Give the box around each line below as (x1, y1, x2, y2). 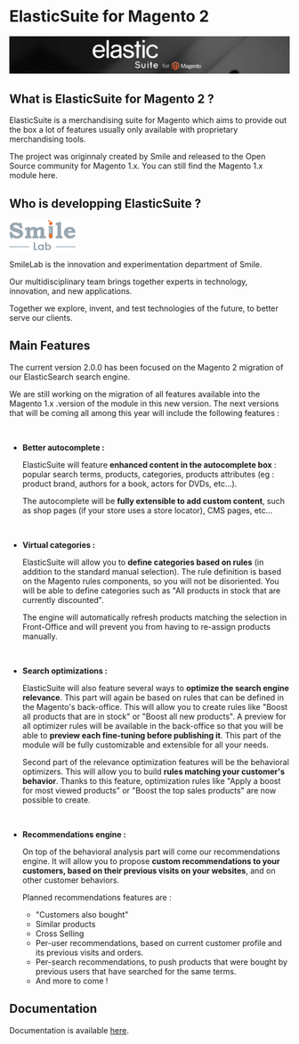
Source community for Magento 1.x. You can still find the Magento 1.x (9, 160, 263, 171)
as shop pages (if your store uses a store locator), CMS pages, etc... (21, 505, 273, 516)
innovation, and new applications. (9, 285, 133, 296)
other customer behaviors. (21, 875, 120, 885)
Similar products (35, 918, 96, 929)
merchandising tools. (9, 134, 86, 144)
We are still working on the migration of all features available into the (9, 388, 261, 399)
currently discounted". (21, 594, 104, 605)
